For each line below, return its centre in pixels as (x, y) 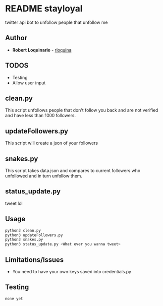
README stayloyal (44, 9)
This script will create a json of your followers (52, 143)
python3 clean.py (23, 230)
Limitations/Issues (34, 260)
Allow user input (29, 83)
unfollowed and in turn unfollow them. (44, 176)
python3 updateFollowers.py (34, 235)
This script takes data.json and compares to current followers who (73, 171)
